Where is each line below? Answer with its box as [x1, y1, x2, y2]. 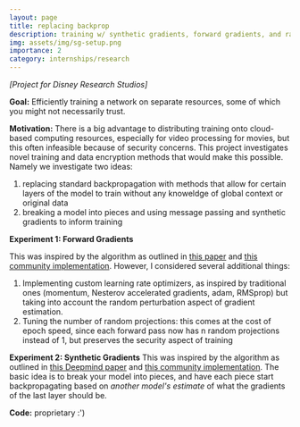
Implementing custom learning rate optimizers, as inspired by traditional [21, 278, 287, 289]
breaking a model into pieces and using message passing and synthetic [21, 207, 286, 217]
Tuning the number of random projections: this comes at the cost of [21, 316, 271, 326]
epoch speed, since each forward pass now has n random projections [21, 325, 279, 336]
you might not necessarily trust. [9, 106, 126, 116]
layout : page [9, 13, 58, 22]
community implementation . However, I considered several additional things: [9, 261, 290, 271]
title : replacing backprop [9, 21, 110, 30]
